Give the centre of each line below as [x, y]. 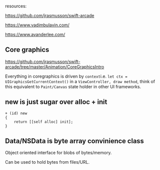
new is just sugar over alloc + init [56, 102]
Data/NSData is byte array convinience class [75, 141]
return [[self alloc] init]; [44, 122]
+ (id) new [16, 113]
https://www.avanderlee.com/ [35, 34]
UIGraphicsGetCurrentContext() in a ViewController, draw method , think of [80, 81]
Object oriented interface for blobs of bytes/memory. [58, 153]
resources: [16, 6]
